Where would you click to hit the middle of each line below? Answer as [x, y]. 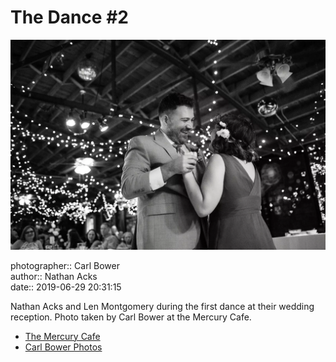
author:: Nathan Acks [54, 276]
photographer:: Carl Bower [65, 265]
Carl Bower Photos [63, 347]
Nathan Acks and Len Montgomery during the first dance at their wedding [162, 306]
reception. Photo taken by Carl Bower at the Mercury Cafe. [131, 317]
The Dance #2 [69, 17]
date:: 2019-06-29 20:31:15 [66, 287]
